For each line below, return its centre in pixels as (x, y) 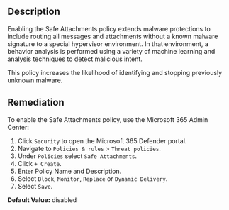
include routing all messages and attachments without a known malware (113, 36)
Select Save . (35, 186)
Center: (18, 127)
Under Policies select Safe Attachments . (77, 156)
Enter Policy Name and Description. (69, 171)
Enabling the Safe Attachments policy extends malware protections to (109, 28)
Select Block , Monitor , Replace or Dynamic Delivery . (93, 178)
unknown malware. (35, 80)
